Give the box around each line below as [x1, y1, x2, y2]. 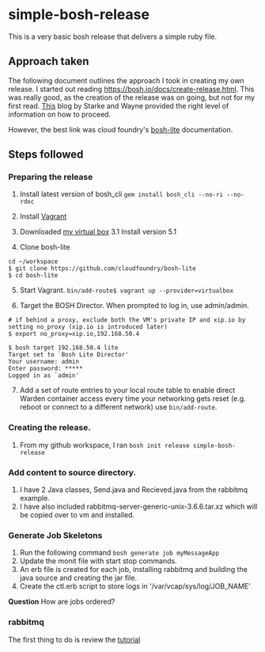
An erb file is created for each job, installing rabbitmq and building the [19, 565, 248, 574]
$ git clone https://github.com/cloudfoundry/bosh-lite [8, 265, 196, 273]
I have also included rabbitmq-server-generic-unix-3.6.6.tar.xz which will [19, 501, 258, 512]
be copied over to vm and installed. [19, 510, 135, 520]
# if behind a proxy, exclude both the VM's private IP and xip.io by [8, 316, 246, 324]
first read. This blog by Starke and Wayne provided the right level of [8, 101, 229, 110]
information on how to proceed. [8, 109, 112, 119]
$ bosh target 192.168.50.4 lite [8, 344, 119, 352]
